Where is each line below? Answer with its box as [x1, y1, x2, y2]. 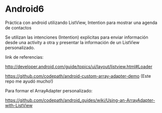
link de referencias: [5, 54, 44, 60]
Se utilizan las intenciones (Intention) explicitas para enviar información [5, 34, 149, 40]
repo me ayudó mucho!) [5, 78, 54, 84]
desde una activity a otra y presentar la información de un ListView [5, 39, 140, 45]
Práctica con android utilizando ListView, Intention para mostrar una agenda [5, 20, 158, 25]
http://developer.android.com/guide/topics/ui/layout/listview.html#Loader [5, 64, 153, 69]
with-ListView [5, 102, 33, 108]
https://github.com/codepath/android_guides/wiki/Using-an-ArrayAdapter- [5, 97, 155, 103]
